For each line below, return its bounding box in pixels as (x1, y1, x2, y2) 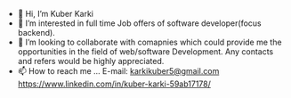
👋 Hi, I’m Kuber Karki (17, 9, 93, 19)
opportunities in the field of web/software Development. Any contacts (17, 46, 274, 57)
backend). (17, 28, 55, 37)
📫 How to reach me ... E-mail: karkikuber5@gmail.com (17, 66, 220, 76)
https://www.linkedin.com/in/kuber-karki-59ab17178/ (17, 78, 212, 89)
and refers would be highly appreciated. (17, 56, 165, 66)
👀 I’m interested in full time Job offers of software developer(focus (17, 18, 262, 29)
